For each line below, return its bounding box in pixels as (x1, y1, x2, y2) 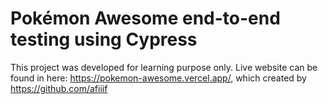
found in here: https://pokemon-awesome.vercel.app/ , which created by (10, 72, 307, 84)
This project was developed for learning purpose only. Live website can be (10, 61, 318, 73)
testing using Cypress (10, 28, 198, 51)
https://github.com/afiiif (10, 82, 108, 94)
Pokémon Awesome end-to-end (10, 7, 281, 30)
